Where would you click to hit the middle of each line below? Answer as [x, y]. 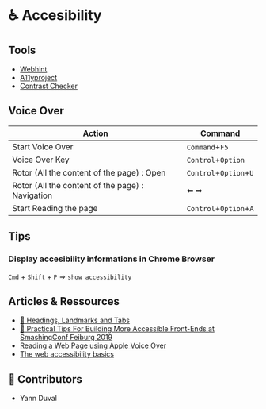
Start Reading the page [55, 208]
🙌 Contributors [46, 379]
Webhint [33, 69]
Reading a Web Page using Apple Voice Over [93, 345]
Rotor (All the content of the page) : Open [89, 172]
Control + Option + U [220, 172]
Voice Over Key [41, 160]
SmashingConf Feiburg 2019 [66, 338]
